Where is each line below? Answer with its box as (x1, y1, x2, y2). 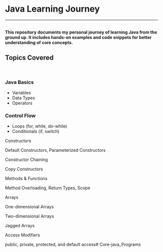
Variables (12, 90, 31, 96)
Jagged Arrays (5, 223, 35, 229)
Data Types (12, 95, 35, 101)
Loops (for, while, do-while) (12, 123, 67, 129)
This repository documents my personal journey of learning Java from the (5, 29, 158, 35)
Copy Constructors (5, 166, 43, 172)
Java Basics (5, 79, 34, 86)
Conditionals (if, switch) (12, 128, 60, 134)
